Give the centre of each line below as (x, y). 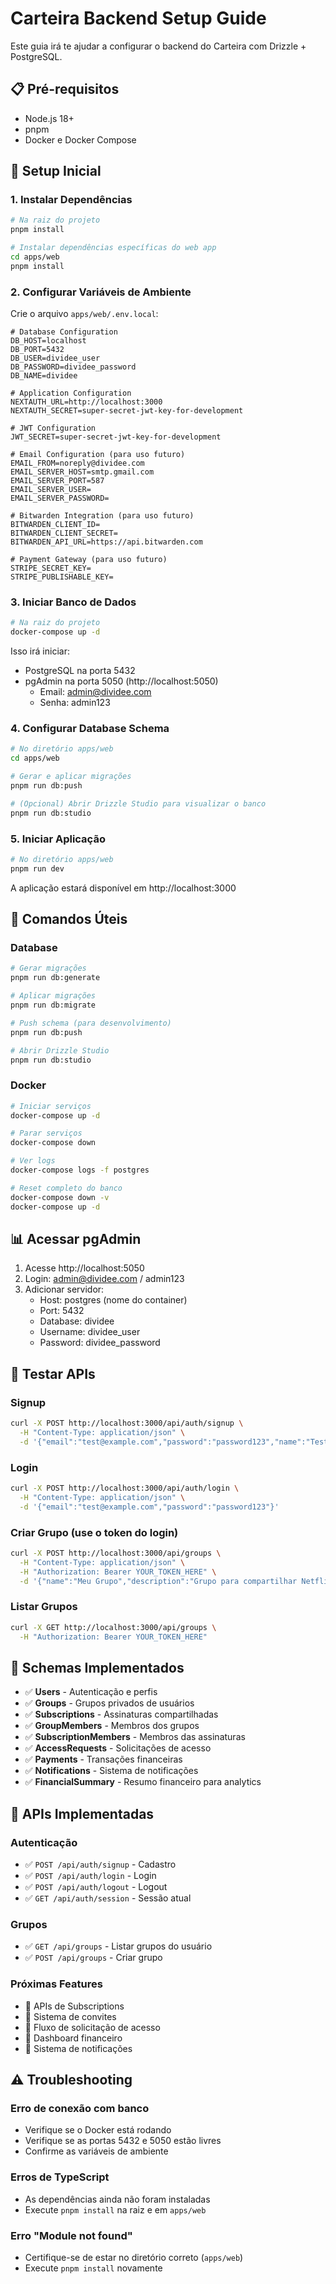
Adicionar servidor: (64, 1289)
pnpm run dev (37, 868)
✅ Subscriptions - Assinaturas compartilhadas (121, 1714)
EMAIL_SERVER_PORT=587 (57, 481)
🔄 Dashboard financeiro (73, 2038)
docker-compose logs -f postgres (80, 1170)
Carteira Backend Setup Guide (138, 18)
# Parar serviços (46, 1133)
